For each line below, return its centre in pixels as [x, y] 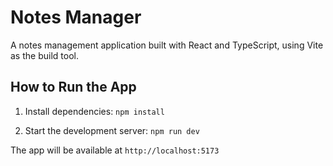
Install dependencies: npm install [94, 111]
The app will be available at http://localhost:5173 [115, 150]
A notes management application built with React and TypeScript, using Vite [167, 45]
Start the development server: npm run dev [112, 130]
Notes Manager [76, 17]
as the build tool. [44, 55]
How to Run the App [73, 87]
